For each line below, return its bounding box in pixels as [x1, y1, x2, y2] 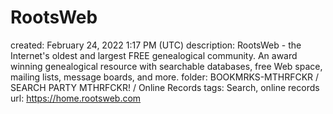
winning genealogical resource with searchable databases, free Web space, [10, 60, 323, 72]
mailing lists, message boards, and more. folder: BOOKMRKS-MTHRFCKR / [10, 71, 320, 83]
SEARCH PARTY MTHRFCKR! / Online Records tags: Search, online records [10, 81, 320, 93]
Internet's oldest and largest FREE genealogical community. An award [10, 49, 298, 61]
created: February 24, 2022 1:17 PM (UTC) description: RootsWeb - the [10, 39, 302, 51]
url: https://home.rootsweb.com [10, 92, 142, 104]
